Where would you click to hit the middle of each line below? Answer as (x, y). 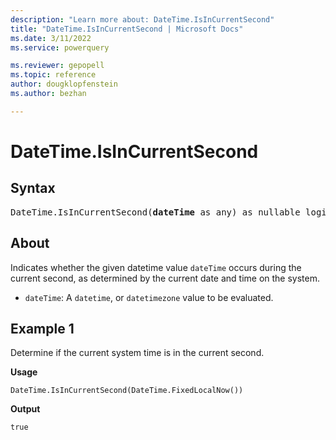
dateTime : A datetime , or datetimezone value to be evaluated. (149, 297)
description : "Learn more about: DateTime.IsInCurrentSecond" (142, 19)
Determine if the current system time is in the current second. (137, 353)
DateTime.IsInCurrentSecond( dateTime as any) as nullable (155, 212)
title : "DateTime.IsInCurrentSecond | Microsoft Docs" (127, 29)
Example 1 (42, 328)
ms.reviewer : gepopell (57, 66)
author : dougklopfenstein (64, 84)
